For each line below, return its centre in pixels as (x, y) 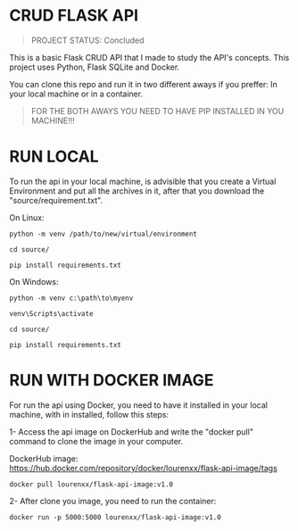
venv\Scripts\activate (51, 313)
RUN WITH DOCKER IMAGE (112, 381)
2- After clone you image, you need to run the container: (113, 501)
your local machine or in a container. (76, 94)
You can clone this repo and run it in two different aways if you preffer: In (144, 84)
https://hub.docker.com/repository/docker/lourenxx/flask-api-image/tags (144, 468)
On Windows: (34, 281)
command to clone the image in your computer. (96, 441)
